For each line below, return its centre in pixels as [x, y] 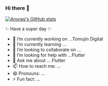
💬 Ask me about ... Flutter [39, 61]
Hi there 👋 [18, 8]
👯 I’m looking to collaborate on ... [47, 50]
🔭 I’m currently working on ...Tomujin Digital [58, 39]
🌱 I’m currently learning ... [39, 45]
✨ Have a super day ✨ [29, 29]
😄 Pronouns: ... [29, 73]
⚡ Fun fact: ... [26, 79]
